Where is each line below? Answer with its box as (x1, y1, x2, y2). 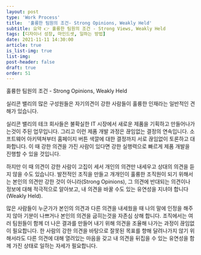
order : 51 (6, 70, 31, 76)
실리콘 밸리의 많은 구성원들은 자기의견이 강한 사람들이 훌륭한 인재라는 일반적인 (6, 100, 189, 107)
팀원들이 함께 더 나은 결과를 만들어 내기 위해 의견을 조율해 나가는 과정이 (12, 220, 179, 227)
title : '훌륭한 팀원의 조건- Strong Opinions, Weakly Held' (6, 20, 152, 26)
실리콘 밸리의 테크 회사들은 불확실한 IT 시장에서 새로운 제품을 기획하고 (6, 121, 170, 128)
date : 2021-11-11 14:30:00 (6, 37, 74, 43)
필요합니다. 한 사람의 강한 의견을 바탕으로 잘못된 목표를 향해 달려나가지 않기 (12, 227, 189, 235)
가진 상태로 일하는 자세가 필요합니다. (12, 242, 98, 250)
